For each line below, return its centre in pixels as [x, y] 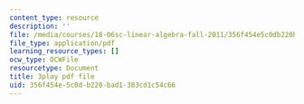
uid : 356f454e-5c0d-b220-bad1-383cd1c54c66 [93, 85]
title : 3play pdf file [52, 77]
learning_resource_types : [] [64, 52]
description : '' [40, 26]
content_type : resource [54, 18]
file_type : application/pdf [62, 43]
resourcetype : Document [54, 69]
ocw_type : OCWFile [44, 60]
